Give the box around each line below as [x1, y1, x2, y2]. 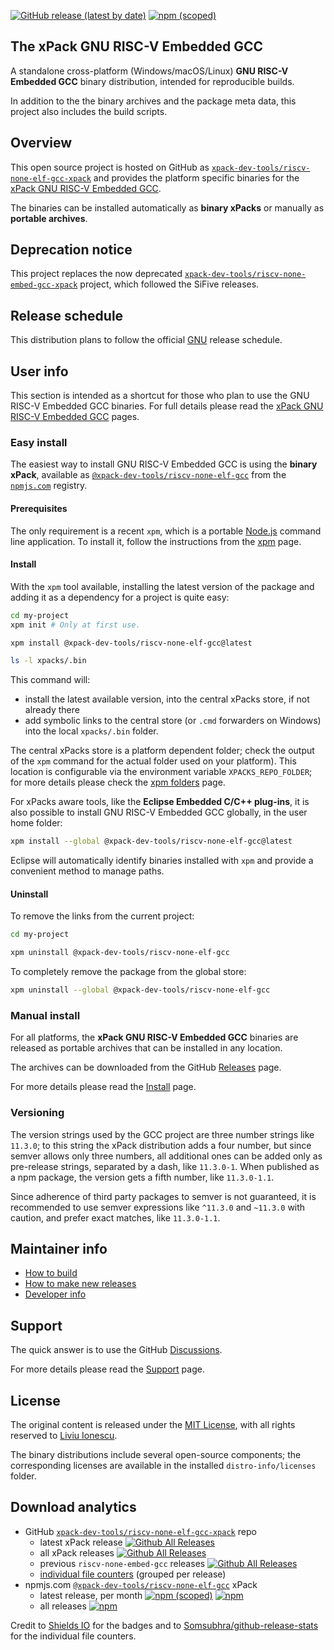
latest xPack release [39, 1536, 123, 1548]
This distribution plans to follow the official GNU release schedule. [10, 334, 283, 346]
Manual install [10, 1008, 81, 1022]
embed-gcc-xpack [10, 280, 78, 290]
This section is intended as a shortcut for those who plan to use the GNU [10, 390, 310, 402]
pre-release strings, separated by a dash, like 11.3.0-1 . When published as [10, 1160, 320, 1172]
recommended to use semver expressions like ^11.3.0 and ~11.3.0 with [10, 1201, 306, 1213]
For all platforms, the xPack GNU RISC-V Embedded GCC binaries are [10, 1031, 299, 1044]
